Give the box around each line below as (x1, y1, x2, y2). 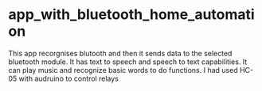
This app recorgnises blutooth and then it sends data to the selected (8, 48, 233, 58)
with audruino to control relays (18, 74, 119, 83)
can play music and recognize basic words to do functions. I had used (8, 65, 238, 74)
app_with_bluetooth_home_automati (8, 6, 255, 24)
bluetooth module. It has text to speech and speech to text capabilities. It (8, 57, 248, 66)
